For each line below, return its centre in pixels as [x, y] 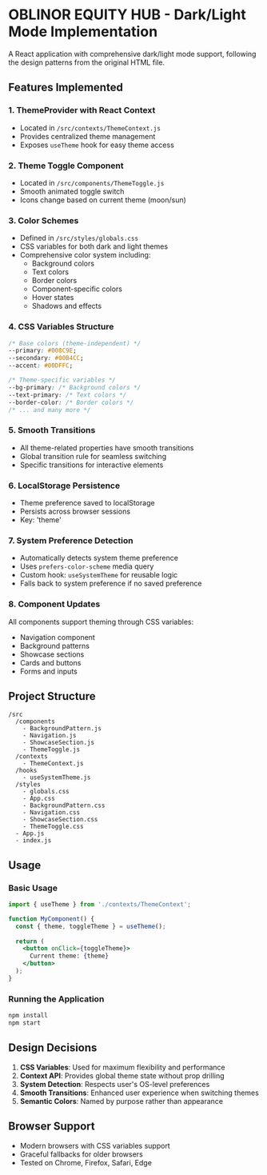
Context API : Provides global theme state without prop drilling [122, 1075]
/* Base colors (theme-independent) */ [75, 343]
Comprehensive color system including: [85, 255]
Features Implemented [66, 88]
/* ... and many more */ [50, 410]
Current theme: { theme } [69, 956]
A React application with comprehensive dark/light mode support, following [132, 54]
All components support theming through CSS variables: [101, 621]
